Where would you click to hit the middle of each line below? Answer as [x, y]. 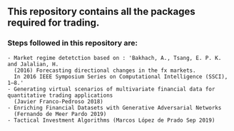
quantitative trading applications [60, 95]
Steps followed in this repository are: [72, 43]
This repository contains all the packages [102, 12]
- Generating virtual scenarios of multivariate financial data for [111, 89]
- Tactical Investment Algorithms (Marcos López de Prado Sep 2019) [111, 120]
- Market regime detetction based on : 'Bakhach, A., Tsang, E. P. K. [115, 58]
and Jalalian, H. [33, 64]
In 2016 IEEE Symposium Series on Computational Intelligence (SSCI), [121, 77]
